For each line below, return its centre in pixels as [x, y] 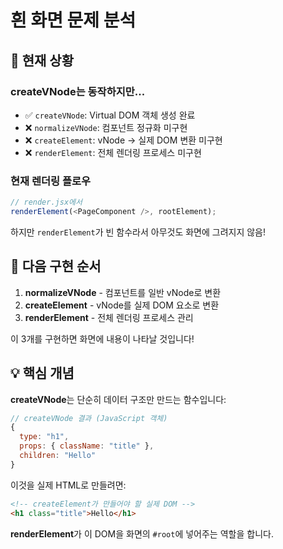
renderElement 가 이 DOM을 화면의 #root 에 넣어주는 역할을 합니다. [142, 533]
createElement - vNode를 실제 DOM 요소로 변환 [122, 305]
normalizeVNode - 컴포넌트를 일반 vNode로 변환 [123, 292]
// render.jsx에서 [46, 202]
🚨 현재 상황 [42, 60]
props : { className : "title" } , [87, 446]
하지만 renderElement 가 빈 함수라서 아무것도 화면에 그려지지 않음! [138, 232]
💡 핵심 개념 [42, 373]
